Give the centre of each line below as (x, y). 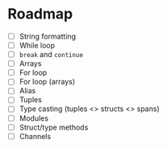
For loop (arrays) (47, 82)
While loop (37, 45)
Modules (34, 118)
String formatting (48, 36)
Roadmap (40, 14)
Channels (35, 136)
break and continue (51, 55)
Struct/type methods (54, 127)
